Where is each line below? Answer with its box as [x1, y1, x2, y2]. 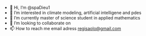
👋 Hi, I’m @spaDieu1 [9, 5, 50, 10]
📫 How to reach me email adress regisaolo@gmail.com [9, 26, 121, 31]
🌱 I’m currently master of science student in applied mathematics [9, 15, 140, 20]
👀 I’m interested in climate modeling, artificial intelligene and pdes [9, 10, 142, 16]
